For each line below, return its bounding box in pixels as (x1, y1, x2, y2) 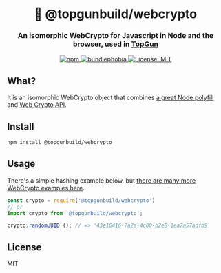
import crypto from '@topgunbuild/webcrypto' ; (7, 210, 143, 216)
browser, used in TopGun (72, 39, 159, 49)
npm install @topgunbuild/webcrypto (7, 139, 112, 146)
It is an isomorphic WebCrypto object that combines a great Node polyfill (7, 93, 214, 102)
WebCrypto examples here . (7, 183, 85, 192)
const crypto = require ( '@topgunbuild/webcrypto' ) (7, 196, 156, 204)
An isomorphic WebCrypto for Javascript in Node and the (17, 31, 214, 41)
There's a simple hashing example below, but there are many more (7, 176, 196, 185)
